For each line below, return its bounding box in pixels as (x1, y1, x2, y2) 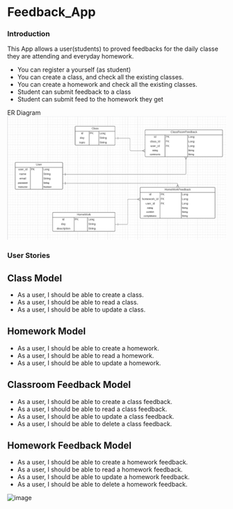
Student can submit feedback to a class (17, 88, 131, 96)
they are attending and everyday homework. (7, 52, 134, 60)
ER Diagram (7, 108, 41, 117)
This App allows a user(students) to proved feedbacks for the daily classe (7, 45, 219, 53)
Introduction (7, 29, 50, 39)
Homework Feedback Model (7, 439, 132, 451)
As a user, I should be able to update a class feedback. (17, 412, 175, 421)
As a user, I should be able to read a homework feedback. (17, 465, 183, 474)
